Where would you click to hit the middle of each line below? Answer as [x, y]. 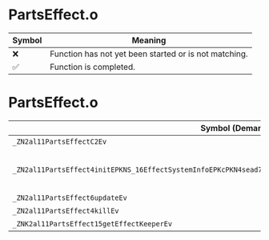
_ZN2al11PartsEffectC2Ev [60, 141]
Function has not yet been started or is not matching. [149, 54]
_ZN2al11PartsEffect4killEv [66, 211]
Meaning [149, 40]
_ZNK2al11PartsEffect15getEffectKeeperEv [92, 224]
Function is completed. [92, 67]
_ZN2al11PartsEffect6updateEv [70, 197]
